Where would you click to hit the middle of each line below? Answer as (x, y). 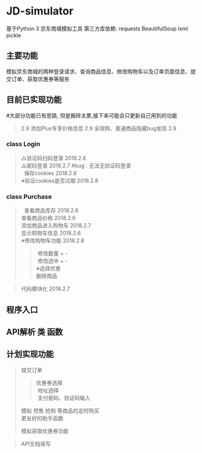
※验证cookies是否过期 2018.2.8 (60, 180)
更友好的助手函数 (42, 418)
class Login (23, 144)
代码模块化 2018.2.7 (45, 289)
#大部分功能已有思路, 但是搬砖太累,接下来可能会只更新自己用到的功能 (92, 115)
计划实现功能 (30, 355)
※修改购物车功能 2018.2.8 (53, 241)
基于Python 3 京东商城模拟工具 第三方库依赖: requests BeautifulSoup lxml (97, 28)
